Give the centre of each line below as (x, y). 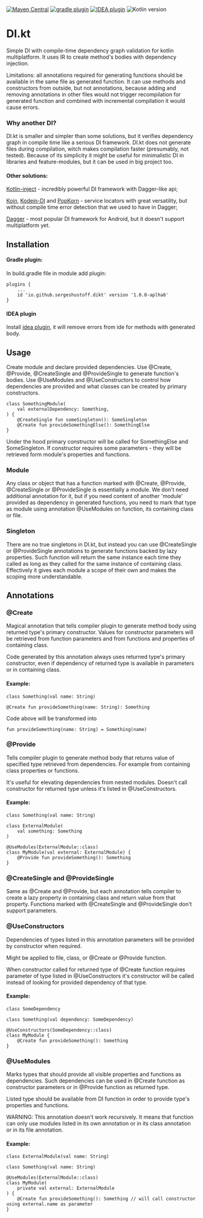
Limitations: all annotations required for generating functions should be (95, 75)
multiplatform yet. (28, 225)
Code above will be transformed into (52, 718)
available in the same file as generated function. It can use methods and (96, 81)
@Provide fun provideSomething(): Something (74, 858)
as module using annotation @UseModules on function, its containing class (100, 509)
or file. (14, 516)
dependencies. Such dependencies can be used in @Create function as (96, 1081)
